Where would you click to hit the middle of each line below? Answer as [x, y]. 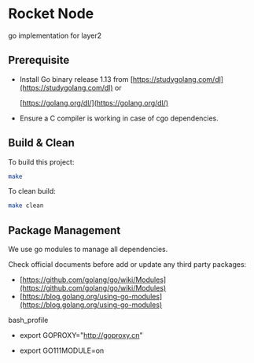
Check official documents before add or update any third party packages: [127, 265]
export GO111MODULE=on [62, 350]
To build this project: [41, 161]
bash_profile [28, 320]
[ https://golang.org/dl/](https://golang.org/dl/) [94, 102]
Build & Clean [41, 143]
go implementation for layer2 [55, 35]
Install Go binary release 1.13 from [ [76, 79]
